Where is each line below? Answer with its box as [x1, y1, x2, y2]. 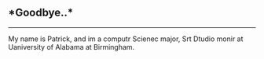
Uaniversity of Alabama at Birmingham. [8, 42, 135, 51]
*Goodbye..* [8, 6, 74, 19]
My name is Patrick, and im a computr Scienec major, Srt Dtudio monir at [8, 34, 244, 43]
